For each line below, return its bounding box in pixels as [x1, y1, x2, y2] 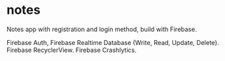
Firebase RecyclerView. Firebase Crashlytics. [6, 46, 137, 54]
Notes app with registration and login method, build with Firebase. [6, 25, 197, 33]
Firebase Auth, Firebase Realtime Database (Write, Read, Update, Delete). [6, 38, 219, 46]
